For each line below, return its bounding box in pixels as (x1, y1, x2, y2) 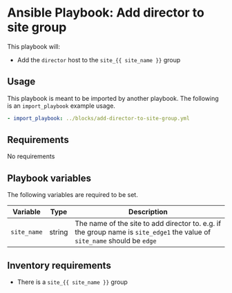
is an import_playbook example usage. (7, 102, 116, 110)
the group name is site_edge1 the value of (75, 227, 211, 237)
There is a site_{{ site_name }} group (17, 278, 128, 286)
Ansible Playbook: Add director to (7, 5, 205, 21)
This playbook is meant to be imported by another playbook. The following (7, 94, 219, 102)
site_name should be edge (75, 236, 157, 246)
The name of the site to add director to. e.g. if (75, 219, 222, 229)
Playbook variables (7, 172, 92, 184)
